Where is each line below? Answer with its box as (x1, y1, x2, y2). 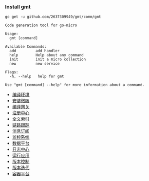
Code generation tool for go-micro (5, 23, 77, 28)
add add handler (9, 49, 60, 54)
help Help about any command (9, 53, 84, 58)
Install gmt (5, 3, 31, 10)
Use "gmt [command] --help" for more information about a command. (5, 83, 145, 88)
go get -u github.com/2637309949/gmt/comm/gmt (5, 15, 101, 19)
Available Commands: (5, 44, 47, 49)
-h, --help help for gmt (9, 74, 64, 79)
